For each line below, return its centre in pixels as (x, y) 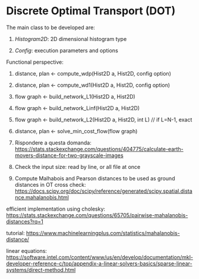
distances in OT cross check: (50, 184)
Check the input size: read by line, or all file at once (78, 167)
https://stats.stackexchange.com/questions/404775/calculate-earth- (99, 149)
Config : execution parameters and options (67, 50)
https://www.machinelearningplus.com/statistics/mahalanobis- (103, 233)
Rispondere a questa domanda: (53, 142)
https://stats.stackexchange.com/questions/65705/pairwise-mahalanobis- (97, 215)
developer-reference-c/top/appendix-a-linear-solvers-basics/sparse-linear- (99, 264)
